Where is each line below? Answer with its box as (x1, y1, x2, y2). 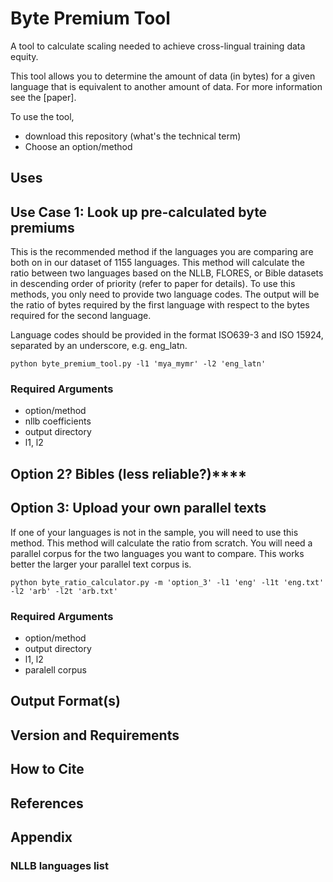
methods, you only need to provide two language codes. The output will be (10, 288, 320, 301)
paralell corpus (24, 663, 87, 676)
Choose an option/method (24, 140, 133, 152)
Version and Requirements (10, 727, 180, 744)
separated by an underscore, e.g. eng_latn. (10, 340, 188, 352)
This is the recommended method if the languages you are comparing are (10, 246, 314, 258)
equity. (10, 50, 39, 62)
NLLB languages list (10, 858, 109, 872)
